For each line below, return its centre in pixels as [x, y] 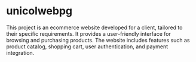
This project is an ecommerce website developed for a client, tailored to [94, 27]
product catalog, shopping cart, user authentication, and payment [87, 46]
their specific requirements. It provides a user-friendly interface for [89, 33]
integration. [20, 52]
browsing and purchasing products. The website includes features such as [98, 40]
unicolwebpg [39, 11]
